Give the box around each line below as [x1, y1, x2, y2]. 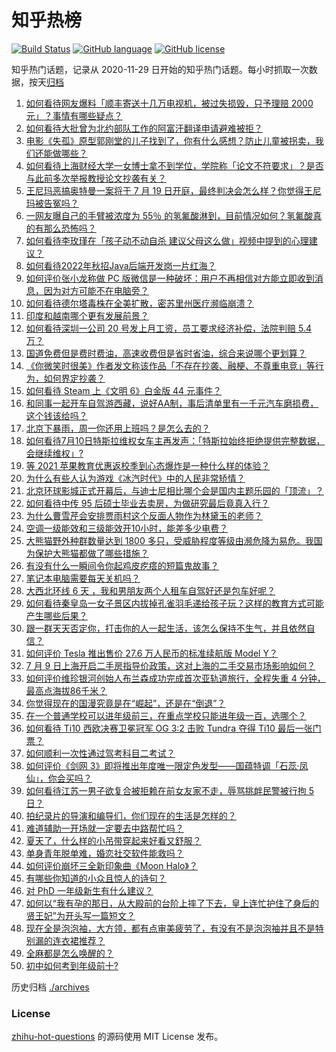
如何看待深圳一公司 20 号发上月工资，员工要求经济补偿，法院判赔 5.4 [25, 322, 312, 334]
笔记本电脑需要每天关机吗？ [25, 572, 141, 584]
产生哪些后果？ [25, 609, 88, 621]
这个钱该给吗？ [25, 409, 88, 421]
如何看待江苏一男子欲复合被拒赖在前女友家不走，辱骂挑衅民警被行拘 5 [25, 784, 315, 796]
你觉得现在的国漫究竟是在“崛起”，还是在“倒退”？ [25, 697, 226, 709]
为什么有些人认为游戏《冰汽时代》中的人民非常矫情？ [25, 472, 246, 484]
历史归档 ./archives [11, 981, 90, 993]
